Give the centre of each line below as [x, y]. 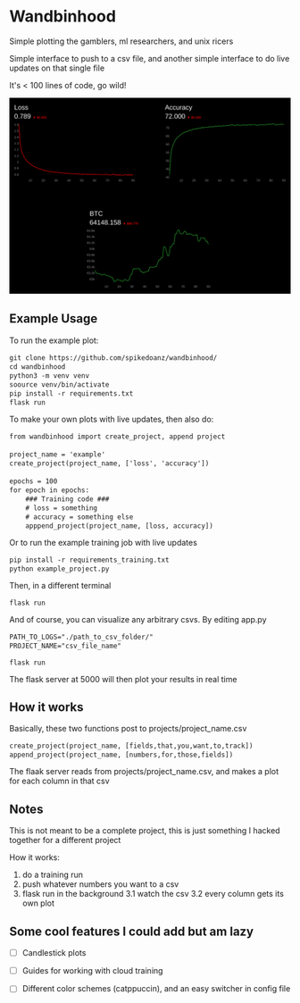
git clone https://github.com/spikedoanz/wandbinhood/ [113, 358]
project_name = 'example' [57, 454]
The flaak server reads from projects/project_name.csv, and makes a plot [144, 772]
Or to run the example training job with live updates [104, 542]
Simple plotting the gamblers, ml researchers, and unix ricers [121, 41]
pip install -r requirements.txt [71, 393]
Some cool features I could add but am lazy [132, 931]
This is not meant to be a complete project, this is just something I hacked [145, 831]
